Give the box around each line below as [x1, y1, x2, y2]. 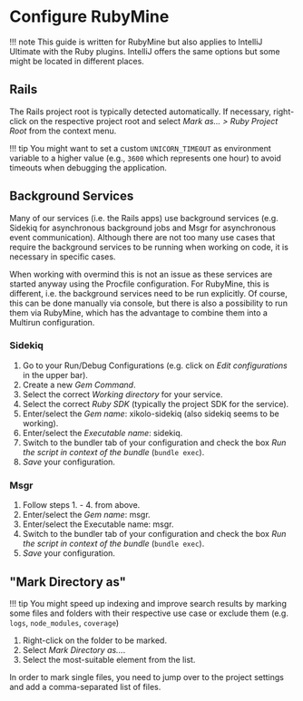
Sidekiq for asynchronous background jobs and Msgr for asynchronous [9, 222, 277, 233]
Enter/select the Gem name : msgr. [22, 510, 151, 521]
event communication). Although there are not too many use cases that [9, 231, 276, 242]
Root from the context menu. [9, 125, 117, 136]
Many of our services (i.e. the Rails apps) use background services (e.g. [9, 212, 279, 223]
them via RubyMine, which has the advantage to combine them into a [9, 307, 268, 318]
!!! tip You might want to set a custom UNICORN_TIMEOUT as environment [9, 142, 272, 153]
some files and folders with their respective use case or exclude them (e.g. [9, 608, 288, 618]
